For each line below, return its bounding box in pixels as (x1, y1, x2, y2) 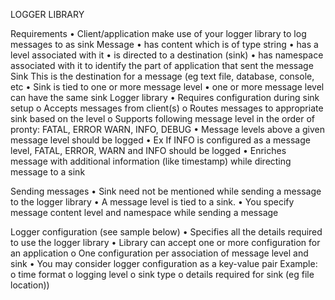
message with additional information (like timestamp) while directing (10, 155, 292, 167)
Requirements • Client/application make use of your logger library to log (10, 28, 307, 39)
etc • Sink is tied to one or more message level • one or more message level (10, 81, 325, 93)
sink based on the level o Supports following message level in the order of (10, 113, 315, 124)
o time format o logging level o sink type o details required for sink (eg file (10, 269, 315, 280)
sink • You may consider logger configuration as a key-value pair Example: (10, 258, 318, 269)
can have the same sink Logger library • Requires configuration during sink (10, 92, 320, 103)
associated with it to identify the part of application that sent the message (10, 60, 314, 71)
